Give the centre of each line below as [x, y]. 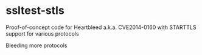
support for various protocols [43, 33]
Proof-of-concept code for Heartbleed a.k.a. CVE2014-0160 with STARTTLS [101, 27]
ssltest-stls [35, 11]
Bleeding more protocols [37, 45]
